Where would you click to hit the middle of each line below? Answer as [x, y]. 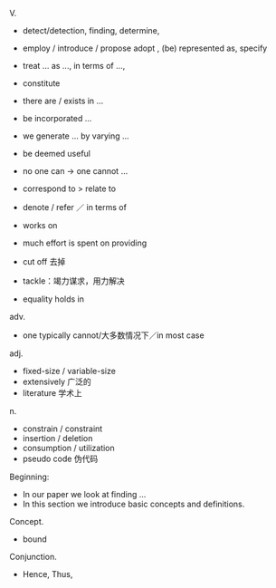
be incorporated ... [57, 118]
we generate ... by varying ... [76, 136]
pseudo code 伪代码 [60, 458]
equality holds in [53, 299]
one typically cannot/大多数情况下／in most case [114, 335]
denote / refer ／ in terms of [74, 207]
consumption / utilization [68, 448]
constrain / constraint [62, 429]
